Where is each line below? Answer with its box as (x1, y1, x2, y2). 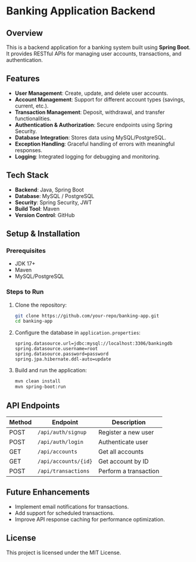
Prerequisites (6, 246, 46, 255)
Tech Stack (6, 170, 49, 180)
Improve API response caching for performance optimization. (14, 515, 165, 523)
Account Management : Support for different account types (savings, (14, 95, 185, 103)
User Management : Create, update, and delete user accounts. (14, 89, 169, 97)
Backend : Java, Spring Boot (14, 186, 85, 193)
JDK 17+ (14, 260, 36, 267)
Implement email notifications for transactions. (14, 503, 129, 510)
